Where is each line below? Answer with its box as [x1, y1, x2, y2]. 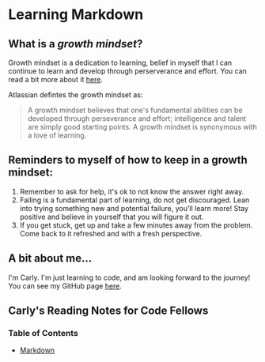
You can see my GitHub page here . [8, 281, 123, 290]
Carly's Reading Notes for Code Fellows [8, 304, 209, 318]
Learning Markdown [8, 6, 144, 24]
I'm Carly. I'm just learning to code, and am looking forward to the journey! [8, 273, 251, 282]
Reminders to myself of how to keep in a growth [8, 153, 248, 167]
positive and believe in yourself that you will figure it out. [19, 212, 204, 221]
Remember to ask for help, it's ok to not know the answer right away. [19, 187, 244, 196]
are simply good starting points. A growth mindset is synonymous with [27, 123, 257, 131]
